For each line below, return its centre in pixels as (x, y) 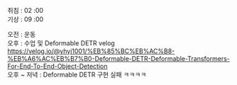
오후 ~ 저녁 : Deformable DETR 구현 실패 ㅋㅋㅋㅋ (77, 74)
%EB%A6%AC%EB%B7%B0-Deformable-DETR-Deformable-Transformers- (119, 58)
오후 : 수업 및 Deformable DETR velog (61, 43)
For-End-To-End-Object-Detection (57, 66)
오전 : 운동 (22, 34)
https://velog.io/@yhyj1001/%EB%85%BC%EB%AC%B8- (91, 51)
